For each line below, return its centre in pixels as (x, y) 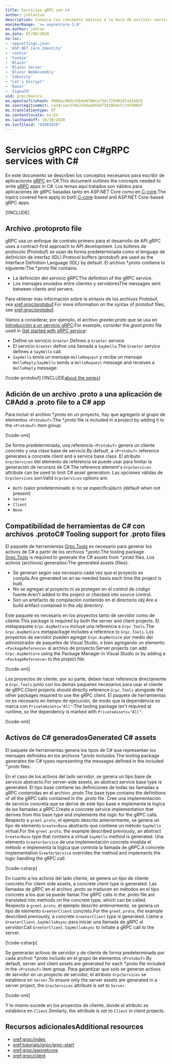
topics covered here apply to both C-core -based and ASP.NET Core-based (84, 197)
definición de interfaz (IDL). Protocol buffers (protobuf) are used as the (79, 257)
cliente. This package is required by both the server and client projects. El (82, 621)
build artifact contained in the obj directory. (58, 605)
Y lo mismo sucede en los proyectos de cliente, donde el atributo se (77, 1005)
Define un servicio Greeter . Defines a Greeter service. (69, 341)
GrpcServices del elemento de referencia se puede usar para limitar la (79, 462)
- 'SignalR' (18, 91)
